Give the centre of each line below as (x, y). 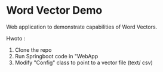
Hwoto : (16, 38)
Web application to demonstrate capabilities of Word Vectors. (82, 27)
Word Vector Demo (54, 10)
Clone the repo (33, 50)
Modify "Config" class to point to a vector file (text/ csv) (84, 62)
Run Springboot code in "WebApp (56, 56)
